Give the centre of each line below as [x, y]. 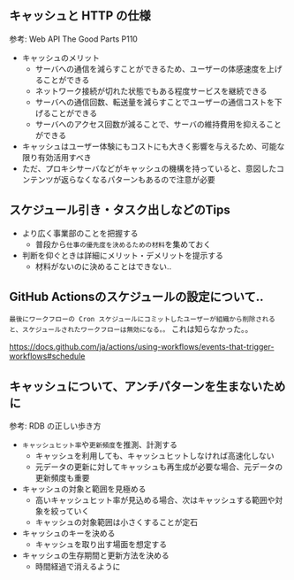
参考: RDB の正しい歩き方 [55, 426]
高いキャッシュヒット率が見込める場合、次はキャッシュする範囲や [155, 500]
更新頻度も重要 [62, 478]
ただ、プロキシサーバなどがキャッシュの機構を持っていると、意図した [149, 168]
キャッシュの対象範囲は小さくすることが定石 [117, 522]
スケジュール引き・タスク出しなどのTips [120, 210]
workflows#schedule [47, 356]
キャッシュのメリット [60, 58]
